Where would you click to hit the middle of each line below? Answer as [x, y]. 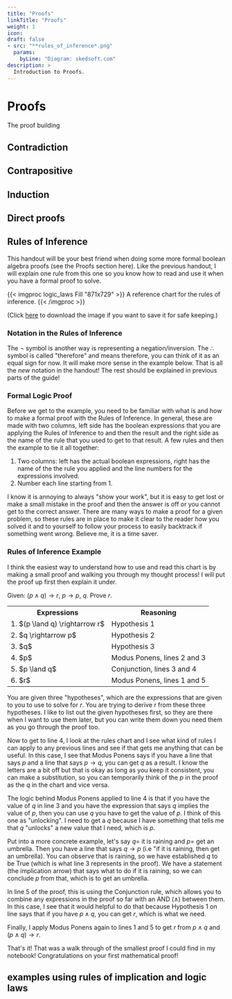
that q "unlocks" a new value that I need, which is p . [81, 827]
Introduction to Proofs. [49, 72]
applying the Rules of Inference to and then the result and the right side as [113, 433]
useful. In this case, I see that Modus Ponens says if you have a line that [110, 755]
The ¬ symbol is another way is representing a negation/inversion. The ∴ [111, 348]
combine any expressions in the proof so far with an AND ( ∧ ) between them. [116, 899]
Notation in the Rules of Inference [65, 333]
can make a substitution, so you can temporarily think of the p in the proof [113, 777]
